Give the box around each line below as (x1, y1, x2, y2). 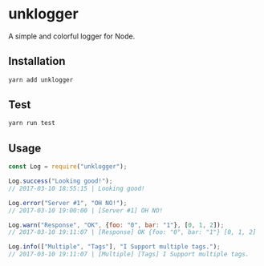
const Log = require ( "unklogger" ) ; (8, 163, 128, 171)
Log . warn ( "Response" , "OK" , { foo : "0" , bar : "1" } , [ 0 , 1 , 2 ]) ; (8, 221, 225, 229)
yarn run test (8, 119, 56, 127)
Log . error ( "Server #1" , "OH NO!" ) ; (8, 199, 128, 207)
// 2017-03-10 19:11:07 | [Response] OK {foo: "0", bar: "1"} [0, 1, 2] (8, 228, 257, 236)
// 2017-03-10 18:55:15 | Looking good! (8, 184, 146, 192)
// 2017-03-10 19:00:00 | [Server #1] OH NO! (8, 206, 163, 215)
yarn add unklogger (8, 75, 74, 84)
